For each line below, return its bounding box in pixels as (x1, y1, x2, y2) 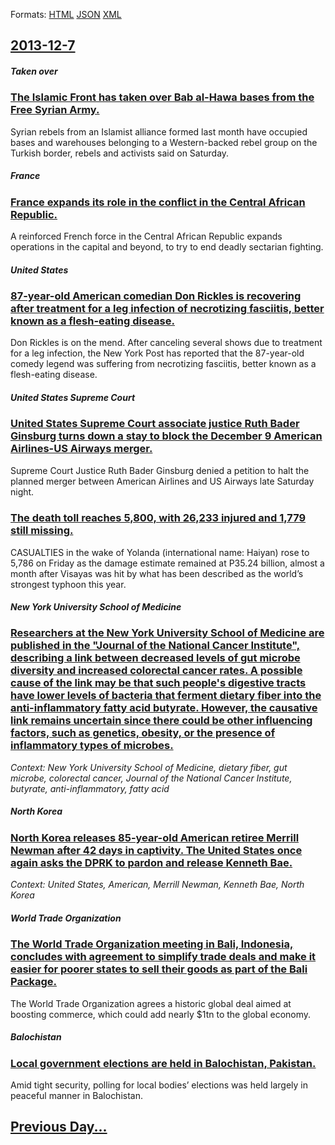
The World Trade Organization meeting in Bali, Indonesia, (10, 937, 294, 951)
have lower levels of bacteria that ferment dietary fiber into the (10, 689, 322, 703)
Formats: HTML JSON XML (10, 9, 122, 20)
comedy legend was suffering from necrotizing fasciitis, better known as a (10, 358, 317, 370)
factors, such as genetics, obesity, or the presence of (10, 726, 276, 740)
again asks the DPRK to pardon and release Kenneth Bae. (10, 855, 293, 869)
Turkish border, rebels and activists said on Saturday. (10, 147, 230, 159)
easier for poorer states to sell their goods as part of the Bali (10, 962, 308, 976)
